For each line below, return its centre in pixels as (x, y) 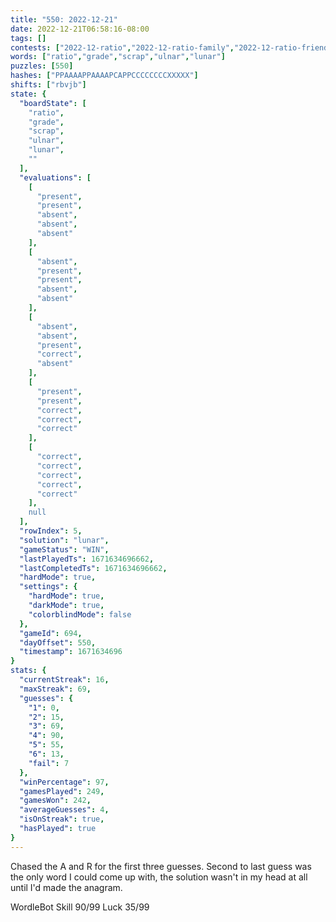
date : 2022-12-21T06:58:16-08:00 (80, 29)
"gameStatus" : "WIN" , (64, 549)
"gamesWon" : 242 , (55, 801)
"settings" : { (48, 587)
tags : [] (28, 38)
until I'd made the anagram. (66, 887)
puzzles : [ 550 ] (42, 66)
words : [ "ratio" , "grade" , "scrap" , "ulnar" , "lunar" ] (118, 57)
